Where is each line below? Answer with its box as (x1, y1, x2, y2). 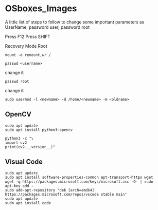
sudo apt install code (5, 200, 51, 205)
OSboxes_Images (5, 3, 77, 14)
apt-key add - (5, 183, 34, 188)
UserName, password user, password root (5, 24, 90, 30)
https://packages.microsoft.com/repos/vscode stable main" (5, 192, 127, 197)
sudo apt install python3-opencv (5, 127, 73, 132)
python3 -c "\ (5, 136, 34, 141)
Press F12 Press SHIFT (5, 34, 51, 39)
